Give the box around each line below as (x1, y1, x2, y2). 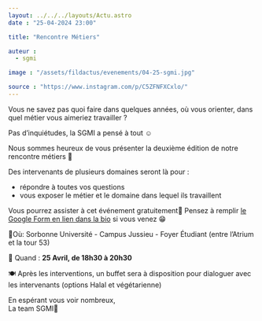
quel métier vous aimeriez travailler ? (8, 113, 127, 122)
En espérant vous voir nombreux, (8, 295, 116, 304)
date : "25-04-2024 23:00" (8, 19, 97, 27)
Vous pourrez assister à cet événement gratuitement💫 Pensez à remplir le (8, 205, 247, 215)
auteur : (8, 47, 37, 55)
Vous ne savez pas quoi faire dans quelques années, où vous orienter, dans (8, 104, 253, 114)
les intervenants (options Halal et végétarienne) (8, 280, 162, 290)
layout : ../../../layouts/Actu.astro (8, 11, 132, 20)
